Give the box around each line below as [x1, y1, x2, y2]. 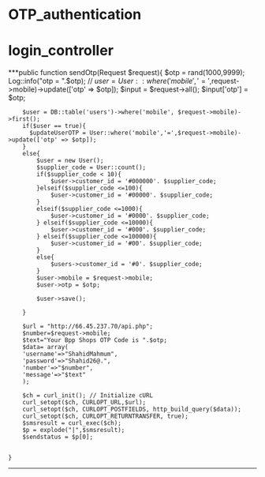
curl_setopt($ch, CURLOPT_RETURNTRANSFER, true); [22, 412, 189, 420]
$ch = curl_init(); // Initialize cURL [22, 392, 154, 400]
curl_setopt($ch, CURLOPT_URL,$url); [22, 399, 147, 407]
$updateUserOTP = [28, 129, 87, 137]
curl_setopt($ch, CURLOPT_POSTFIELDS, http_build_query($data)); [22, 405, 242, 414]
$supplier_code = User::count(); [36, 163, 147, 171]
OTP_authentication [8, 6, 142, 24]
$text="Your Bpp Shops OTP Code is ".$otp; [22, 336, 168, 344]
